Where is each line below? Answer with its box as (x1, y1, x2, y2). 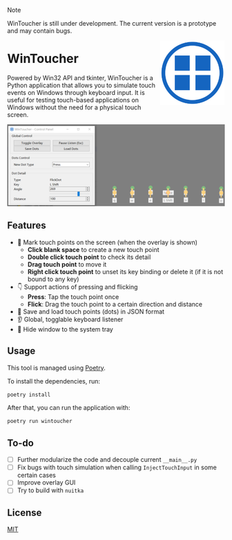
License (7, 507, 42, 519)
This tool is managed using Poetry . (7, 363, 106, 372)
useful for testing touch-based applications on (7, 96, 139, 104)
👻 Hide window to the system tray (17, 325, 114, 333)
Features (7, 219, 46, 231)
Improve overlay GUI (17, 478, 76, 487)
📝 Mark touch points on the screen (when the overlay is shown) (17, 238, 198, 246)
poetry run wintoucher (7, 418, 72, 425)
